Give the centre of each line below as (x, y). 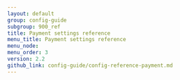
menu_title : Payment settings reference (67, 40)
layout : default (31, 14)
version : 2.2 (26, 59)
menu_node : (23, 46)
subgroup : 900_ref (34, 26)
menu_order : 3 (28, 53)
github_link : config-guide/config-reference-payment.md (90, 65)
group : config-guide (37, 20)
